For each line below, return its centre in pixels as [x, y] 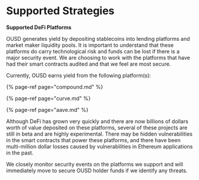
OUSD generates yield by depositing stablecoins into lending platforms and [98, 38]
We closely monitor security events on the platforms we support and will [94, 164]
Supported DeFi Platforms [39, 27]
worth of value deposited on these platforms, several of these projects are [97, 127]
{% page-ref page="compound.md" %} [55, 86]
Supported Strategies [60, 11]
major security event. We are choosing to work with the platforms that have [98, 57]
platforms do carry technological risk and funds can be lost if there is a [93, 51]
